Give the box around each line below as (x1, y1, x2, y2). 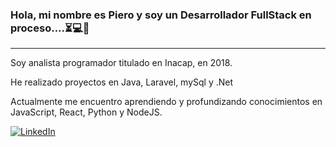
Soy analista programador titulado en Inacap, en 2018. (10, 57, 233, 69)
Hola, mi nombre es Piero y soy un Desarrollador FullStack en (10, 8, 312, 22)
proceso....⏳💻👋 (10, 21, 90, 35)
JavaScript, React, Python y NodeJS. (10, 106, 163, 118)
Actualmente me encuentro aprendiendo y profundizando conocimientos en (10, 96, 323, 108)
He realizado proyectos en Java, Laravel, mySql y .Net (10, 76, 234, 88)
